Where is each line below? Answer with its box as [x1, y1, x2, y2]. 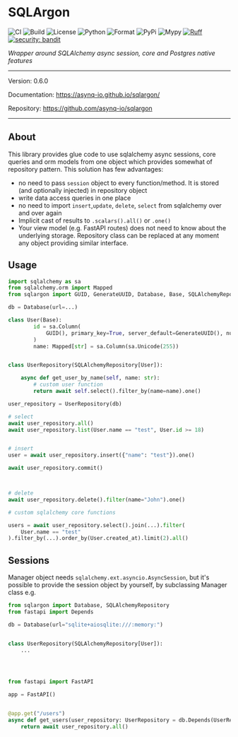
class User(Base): [8, 317, 62, 324]
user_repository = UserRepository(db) [8, 400, 122, 407]
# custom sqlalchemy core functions [8, 509, 116, 516]
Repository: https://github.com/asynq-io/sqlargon [8, 104, 153, 112]
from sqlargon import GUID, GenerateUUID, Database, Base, [8, 291, 186, 298]
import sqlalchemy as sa [8, 278, 81, 285]
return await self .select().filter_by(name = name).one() [33, 388, 201, 395]
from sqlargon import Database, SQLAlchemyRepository [8, 602, 170, 609]
